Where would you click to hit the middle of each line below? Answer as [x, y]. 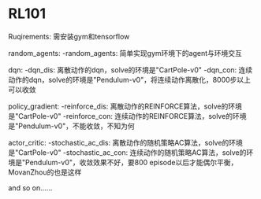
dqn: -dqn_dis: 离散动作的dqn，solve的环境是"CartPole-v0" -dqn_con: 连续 [130, 70]
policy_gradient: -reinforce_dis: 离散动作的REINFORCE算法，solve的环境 [125, 106]
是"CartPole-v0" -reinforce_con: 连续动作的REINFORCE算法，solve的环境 [127, 116]
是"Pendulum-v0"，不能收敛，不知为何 [72, 126]
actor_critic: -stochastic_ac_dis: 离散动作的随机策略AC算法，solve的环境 [125, 142]
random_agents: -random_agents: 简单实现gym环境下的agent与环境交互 [125, 53]
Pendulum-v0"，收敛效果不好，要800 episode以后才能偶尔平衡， [131, 162]
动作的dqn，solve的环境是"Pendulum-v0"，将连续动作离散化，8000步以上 [129, 79]
